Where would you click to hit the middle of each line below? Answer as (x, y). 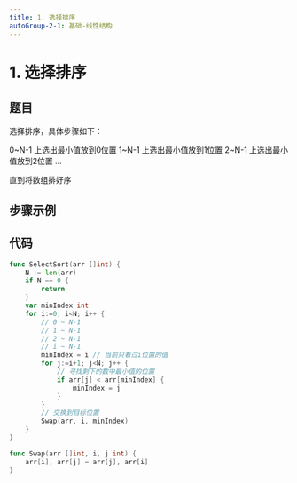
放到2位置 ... (39, 161)
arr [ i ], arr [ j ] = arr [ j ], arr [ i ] (87, 462)
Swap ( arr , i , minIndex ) (85, 421)
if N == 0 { (47, 281)
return (53, 289)
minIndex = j (97, 388)
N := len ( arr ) (51, 273)
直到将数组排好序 (40, 179)
